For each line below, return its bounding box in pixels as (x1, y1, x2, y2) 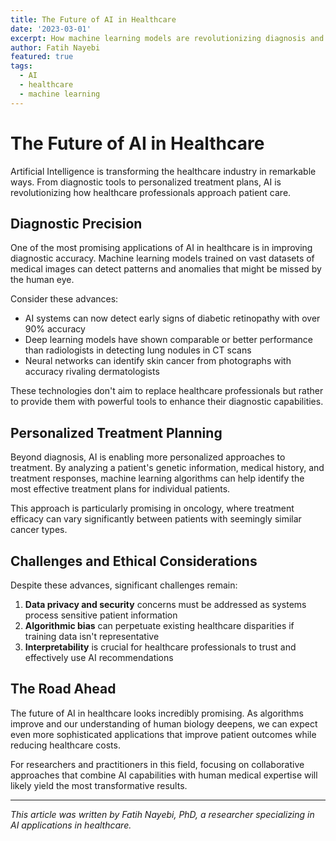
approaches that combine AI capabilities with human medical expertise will (10, 769, 318, 781)
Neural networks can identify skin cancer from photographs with (24, 355, 292, 367)
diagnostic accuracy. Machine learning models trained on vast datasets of (10, 252, 315, 265)
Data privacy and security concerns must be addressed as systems (24, 599, 307, 610)
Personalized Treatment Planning (10, 424, 223, 441)
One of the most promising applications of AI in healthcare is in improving (10, 242, 313, 254)
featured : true (10, 52, 74, 62)
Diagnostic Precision (10, 215, 143, 232)
